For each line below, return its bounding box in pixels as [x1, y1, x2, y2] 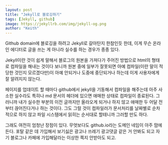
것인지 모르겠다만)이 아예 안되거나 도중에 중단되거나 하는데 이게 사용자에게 [14, 69, 159, 75]
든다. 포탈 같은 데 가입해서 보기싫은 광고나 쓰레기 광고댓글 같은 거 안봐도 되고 [5, 128, 155, 134]
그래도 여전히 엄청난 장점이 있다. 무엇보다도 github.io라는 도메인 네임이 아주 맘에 [5, 122, 162, 128]
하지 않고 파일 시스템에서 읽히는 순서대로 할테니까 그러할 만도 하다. [18, 111, 148, 117]
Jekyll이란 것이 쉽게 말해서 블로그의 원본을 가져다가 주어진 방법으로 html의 [5, 57, 151, 63]
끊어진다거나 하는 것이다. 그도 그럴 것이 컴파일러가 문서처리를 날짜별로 [14, 105, 151, 111]
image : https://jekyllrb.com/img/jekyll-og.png [5, 21, 107, 26]
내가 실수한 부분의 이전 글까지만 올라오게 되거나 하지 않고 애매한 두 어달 [18, 99, 158, 105]
